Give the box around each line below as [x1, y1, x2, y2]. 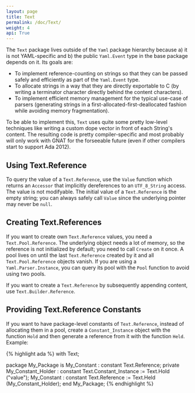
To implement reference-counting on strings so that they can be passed [14, 70, 188, 77]
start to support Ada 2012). [6, 144, 71, 151]
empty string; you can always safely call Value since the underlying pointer [6, 194, 186, 201]
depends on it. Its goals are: [6, 59, 73, 66]
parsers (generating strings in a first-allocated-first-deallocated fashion [14, 101, 187, 108]
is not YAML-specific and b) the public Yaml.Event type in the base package [6, 53, 188, 60]
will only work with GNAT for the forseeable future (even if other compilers [6, 137, 186, 144]
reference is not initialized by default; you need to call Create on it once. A [6, 245, 184, 252]
